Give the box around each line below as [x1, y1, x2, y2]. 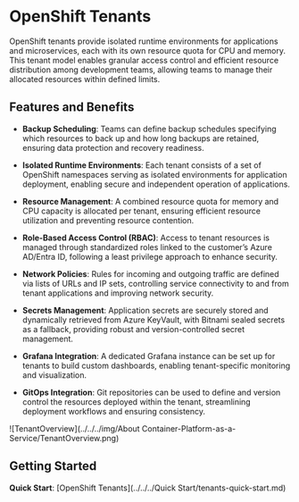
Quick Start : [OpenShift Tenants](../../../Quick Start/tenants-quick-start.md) [9, 482, 287, 493]
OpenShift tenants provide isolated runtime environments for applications [9, 36, 278, 46]
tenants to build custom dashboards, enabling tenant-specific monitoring [21, 360, 291, 371]
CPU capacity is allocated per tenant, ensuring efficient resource [21, 205, 262, 216]
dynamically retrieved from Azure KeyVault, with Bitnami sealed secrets [21, 314, 286, 325]
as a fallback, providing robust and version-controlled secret [21, 323, 245, 334]
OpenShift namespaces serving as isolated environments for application [21, 169, 287, 180]
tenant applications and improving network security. [21, 288, 214, 298]
